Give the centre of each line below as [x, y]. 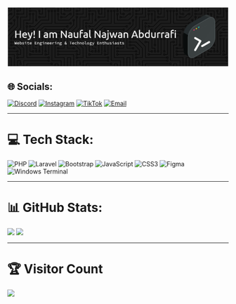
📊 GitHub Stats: [55, 208]
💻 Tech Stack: [51, 140]
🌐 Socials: [30, 87]
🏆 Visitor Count [55, 269]
